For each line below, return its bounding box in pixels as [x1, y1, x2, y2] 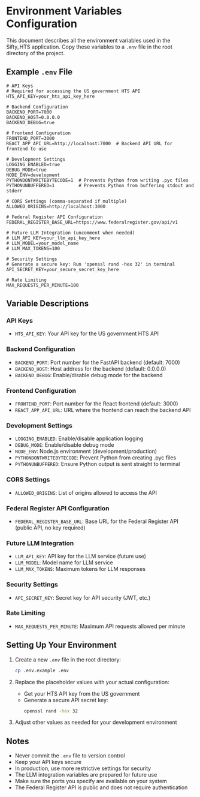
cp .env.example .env [14, 667, 69, 673]
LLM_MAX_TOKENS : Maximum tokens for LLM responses [14, 566, 146, 573]
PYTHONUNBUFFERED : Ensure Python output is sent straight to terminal [14, 461, 180, 468]
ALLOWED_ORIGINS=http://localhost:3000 [6, 203, 106, 209]
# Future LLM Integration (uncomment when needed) [6, 230, 135, 236]
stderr [6, 188, 23, 194]
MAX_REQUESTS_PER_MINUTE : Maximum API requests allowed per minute [14, 622, 186, 630]
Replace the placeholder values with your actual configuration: [14, 678, 169, 685]
